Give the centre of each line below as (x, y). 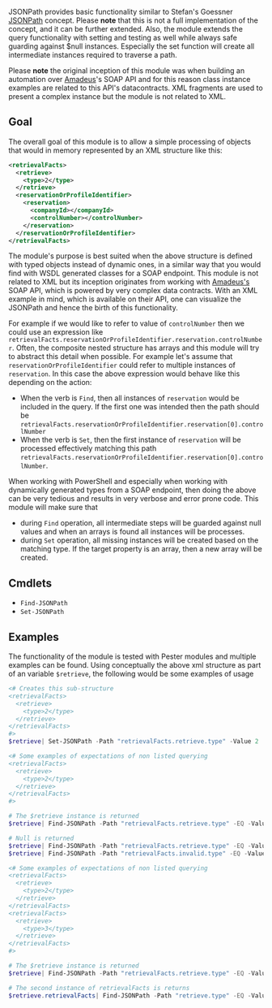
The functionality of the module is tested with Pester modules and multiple (132, 656)
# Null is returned (41, 838)
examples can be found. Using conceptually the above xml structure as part (135, 665)
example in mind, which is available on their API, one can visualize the (125, 299)
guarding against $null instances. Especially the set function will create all (132, 46)
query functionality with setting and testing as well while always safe (123, 37)
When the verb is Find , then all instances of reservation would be (130, 398)
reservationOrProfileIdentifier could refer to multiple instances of (122, 366)
